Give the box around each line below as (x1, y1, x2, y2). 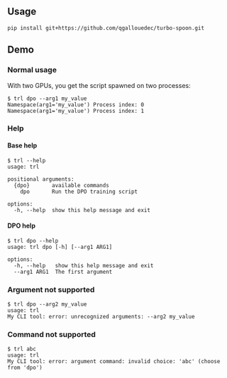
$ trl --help (7, 157, 46, 164)
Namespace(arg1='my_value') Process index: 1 (7, 107, 144, 114)
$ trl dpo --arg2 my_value (7, 301, 87, 308)
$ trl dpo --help (7, 237, 59, 244)
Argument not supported (7, 284, 95, 294)
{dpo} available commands (13, 182, 110, 189)
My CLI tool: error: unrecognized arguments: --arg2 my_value (7, 313, 195, 321)
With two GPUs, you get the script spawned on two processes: (7, 81, 191, 89)
